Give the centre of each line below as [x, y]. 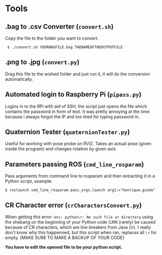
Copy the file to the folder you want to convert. [52, 38]
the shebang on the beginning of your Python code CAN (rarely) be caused [80, 222]
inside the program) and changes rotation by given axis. [61, 149]
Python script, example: [29, 181]
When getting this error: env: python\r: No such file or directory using [79, 217]
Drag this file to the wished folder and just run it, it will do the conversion [78, 74]
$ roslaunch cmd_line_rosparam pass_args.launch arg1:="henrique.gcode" [80, 190]
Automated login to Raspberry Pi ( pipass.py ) [73, 95]
